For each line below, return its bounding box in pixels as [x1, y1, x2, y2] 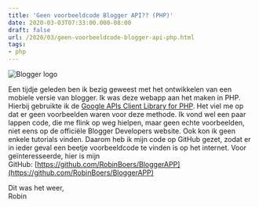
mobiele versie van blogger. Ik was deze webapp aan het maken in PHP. [8, 93, 241, 102]
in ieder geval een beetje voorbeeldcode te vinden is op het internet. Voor [8, 143, 247, 152]
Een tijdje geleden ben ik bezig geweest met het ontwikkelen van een [8, 85, 232, 94]
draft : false [8, 26, 51, 34]
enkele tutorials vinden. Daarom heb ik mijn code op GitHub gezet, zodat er [8, 135, 251, 143]
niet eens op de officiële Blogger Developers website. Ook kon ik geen [8, 126, 236, 136]
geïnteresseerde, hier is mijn [8, 151, 100, 161]
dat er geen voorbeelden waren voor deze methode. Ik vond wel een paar [8, 110, 246, 118]
